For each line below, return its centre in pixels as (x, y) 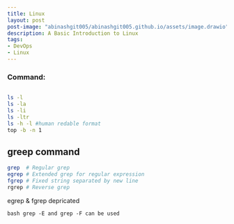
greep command (44, 152)
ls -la (17, 104)
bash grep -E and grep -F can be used (63, 214)
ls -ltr (18, 117)
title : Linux (26, 14)
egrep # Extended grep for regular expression (76, 174)
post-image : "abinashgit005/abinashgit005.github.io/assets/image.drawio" (118, 27)
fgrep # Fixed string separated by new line (73, 181)
